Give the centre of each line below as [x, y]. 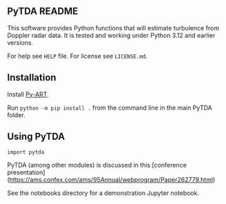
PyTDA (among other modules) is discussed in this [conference [97, 165]
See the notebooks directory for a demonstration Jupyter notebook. [103, 193]
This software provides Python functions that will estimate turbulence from [113, 28]
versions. [20, 42]
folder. [16, 115]
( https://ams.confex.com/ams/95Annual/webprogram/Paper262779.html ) [111, 180]
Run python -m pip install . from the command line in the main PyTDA [110, 108]
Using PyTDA [36, 137]
